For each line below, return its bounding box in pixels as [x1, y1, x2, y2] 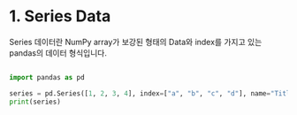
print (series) [9, 97, 62, 106]
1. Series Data [9, 6, 111, 27]
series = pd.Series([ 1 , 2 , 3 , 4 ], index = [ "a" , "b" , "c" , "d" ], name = [9, 88, 271, 98]
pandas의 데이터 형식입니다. [9, 47, 108, 58]
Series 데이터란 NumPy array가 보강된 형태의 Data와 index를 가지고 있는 [9, 36, 263, 47]
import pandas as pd [9, 73, 86, 81]
